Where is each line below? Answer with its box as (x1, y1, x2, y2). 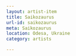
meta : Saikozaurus (6, 25, 52, 31)
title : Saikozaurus (6, 14, 55, 20)
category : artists (6, 36, 52, 42)
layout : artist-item (6, 8, 58, 15)
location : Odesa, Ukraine (6, 31, 70, 37)
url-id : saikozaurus (6, 19, 58, 25)
